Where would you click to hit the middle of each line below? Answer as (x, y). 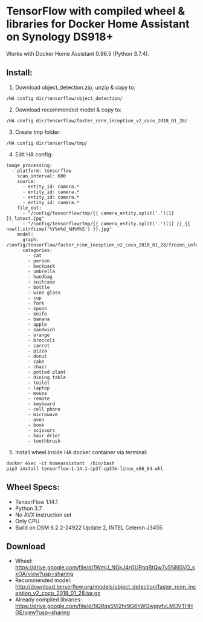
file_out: (30, 208)
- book (36, 425)
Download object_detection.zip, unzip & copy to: (75, 87)
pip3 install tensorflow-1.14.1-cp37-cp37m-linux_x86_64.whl (85, 468)
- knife (37, 314)
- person (39, 261)
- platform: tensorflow (41, 171)
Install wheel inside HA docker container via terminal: (81, 452)
